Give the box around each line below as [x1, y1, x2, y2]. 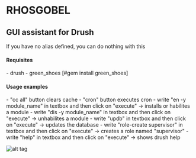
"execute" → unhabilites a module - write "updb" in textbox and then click [6, 115, 187, 122]
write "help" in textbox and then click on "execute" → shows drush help [6, 134, 181, 141]
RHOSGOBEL [6, 4, 71, 17]
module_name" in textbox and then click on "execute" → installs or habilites [6, 102, 191, 109]
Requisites [6, 56, 33, 63]
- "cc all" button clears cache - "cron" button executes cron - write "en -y [6, 96, 187, 104]
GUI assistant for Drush [6, 27, 94, 37]
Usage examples [6, 83, 49, 90]
